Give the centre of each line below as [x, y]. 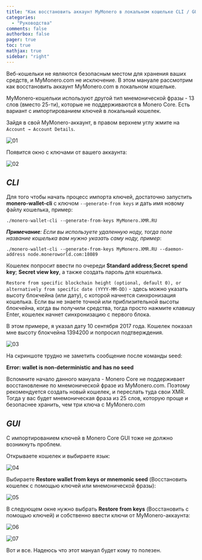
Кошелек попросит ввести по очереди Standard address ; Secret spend [97, 266]
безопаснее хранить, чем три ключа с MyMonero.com [76, 405]
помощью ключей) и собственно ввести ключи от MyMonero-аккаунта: [98, 516]
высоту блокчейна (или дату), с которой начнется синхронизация [91, 296]
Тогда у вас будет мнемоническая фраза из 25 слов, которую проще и [97, 398]
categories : [21, 17]
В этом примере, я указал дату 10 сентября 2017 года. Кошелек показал [99, 326]
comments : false [26, 29]
